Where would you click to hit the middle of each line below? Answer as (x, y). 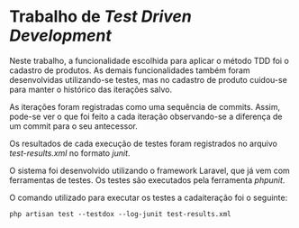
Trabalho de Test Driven (100, 17)
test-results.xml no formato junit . (70, 153)
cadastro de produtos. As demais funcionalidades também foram (130, 70)
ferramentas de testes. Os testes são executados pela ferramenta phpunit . (147, 180)
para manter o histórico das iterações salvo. (91, 89)
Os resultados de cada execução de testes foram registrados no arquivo (143, 143)
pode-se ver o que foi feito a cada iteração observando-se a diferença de (146, 116)
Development (61, 36)
